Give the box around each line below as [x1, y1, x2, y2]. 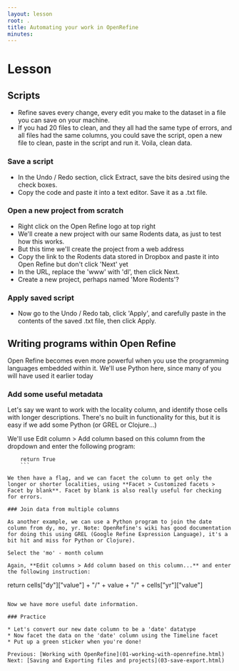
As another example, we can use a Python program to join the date [7, 518, 213, 525]
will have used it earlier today [7, 371, 94, 380]
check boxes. [17, 180, 58, 189]
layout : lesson [7, 10, 53, 18]
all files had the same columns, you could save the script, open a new [17, 131, 223, 140]
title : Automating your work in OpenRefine [7, 24, 139, 31]
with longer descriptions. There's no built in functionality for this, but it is [7, 413, 221, 422]
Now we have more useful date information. [7, 601, 139, 608]
